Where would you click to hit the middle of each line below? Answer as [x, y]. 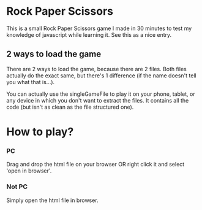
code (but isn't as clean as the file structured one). [70, 107]
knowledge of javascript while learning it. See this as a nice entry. [89, 34]
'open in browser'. [29, 171]
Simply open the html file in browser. [53, 200]
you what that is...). [31, 82]
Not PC [17, 187]
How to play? [40, 132]
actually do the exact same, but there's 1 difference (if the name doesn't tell [102, 76]
